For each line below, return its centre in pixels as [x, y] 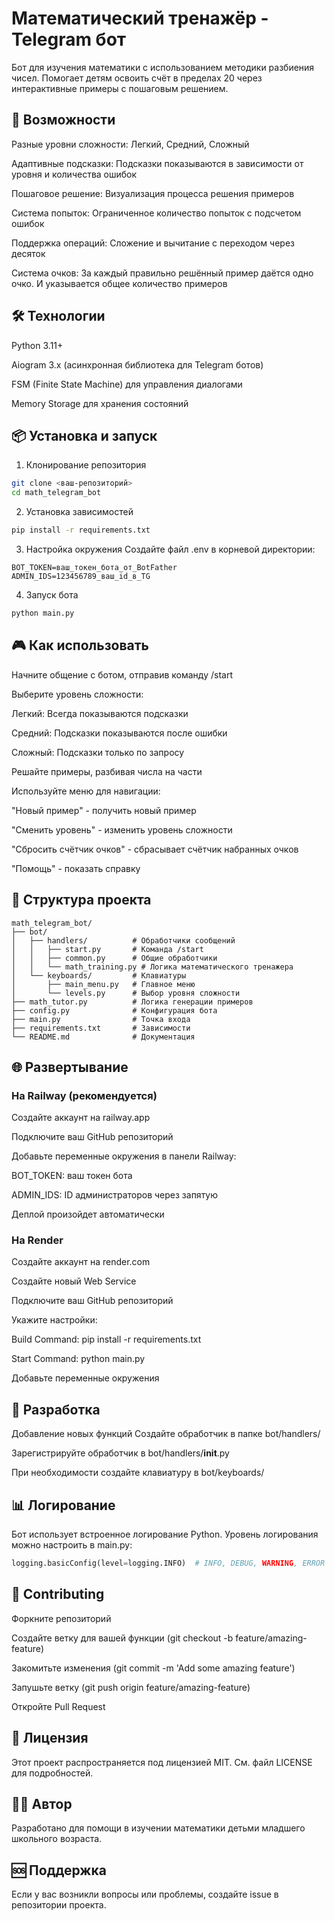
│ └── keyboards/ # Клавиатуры [99, 975]
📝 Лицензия [50, 1738]
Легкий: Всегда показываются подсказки [100, 713]
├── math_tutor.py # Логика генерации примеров [132, 1002]
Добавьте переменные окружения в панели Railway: [124, 1156]
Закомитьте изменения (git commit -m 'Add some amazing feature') [153, 1668]
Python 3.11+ [37, 345]
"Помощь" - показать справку [76, 868]
